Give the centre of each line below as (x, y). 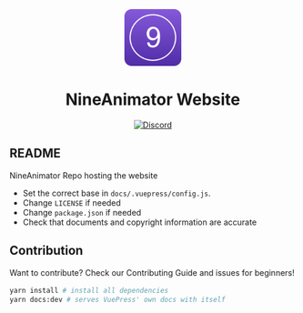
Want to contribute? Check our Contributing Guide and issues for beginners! (152, 272)
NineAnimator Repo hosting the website (84, 175)
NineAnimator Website (153, 100)
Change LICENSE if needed (71, 202)
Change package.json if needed (82, 212)
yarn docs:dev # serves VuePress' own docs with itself (117, 300)
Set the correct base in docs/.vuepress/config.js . (116, 193)
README (35, 153)
